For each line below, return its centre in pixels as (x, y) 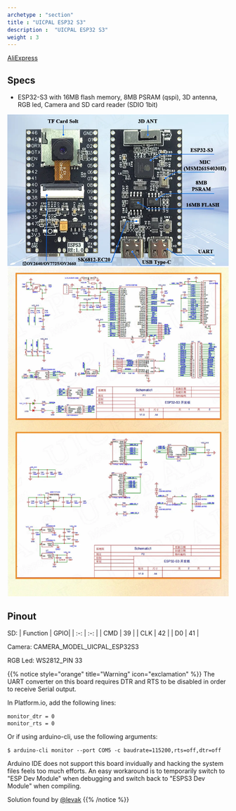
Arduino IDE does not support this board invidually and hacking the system (115, 763)
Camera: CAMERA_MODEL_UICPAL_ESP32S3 (73, 646)
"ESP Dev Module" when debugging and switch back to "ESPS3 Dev (106, 778)
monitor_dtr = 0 (31, 716)
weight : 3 (23, 37)
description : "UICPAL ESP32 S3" (58, 30)
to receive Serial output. (42, 689)
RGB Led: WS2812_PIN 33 (45, 660)
